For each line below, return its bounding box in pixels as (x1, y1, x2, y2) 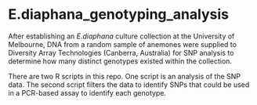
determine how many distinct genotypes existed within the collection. (8, 56, 233, 66)
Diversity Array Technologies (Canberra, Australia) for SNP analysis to (8, 48, 234, 57)
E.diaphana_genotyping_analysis (8, 5, 230, 24)
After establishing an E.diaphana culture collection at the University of (8, 31, 235, 41)
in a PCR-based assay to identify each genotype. (8, 88, 167, 97)
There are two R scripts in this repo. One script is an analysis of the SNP (8, 71, 241, 81)
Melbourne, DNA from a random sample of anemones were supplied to (8, 39, 237, 49)
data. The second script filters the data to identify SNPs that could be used (8, 80, 250, 89)
